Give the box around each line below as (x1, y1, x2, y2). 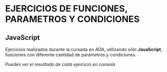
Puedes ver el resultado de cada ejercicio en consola (5, 62, 115, 67)
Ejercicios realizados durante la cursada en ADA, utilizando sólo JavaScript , (5, 47, 162, 52)
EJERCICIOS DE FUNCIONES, (5, 3, 128, 14)
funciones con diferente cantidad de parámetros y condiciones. (5, 52, 137, 58)
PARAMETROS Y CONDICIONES (5, 13, 140, 25)
